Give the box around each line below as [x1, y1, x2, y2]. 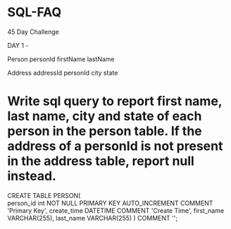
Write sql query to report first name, [7, 93, 223, 109]
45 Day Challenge [7, 27, 60, 36]
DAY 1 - [7, 41, 29, 49]
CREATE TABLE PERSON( [7, 191, 81, 199]
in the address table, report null [7, 153, 195, 169]
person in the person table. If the [7, 123, 202, 140]
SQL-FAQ [7, 4, 62, 20]
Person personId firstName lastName [7, 54, 115, 63]
